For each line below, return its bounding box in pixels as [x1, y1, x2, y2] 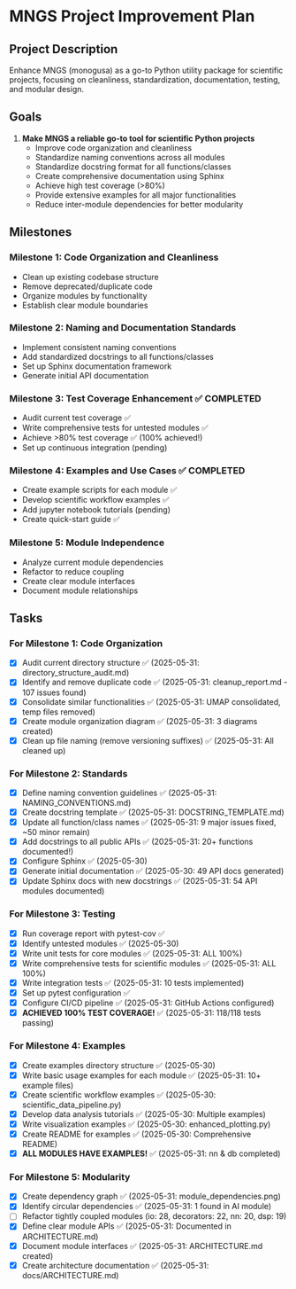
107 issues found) [21, 687, 87, 698]
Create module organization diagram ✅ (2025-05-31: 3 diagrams [21, 715, 258, 726]
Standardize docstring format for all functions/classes [34, 161, 231, 172]
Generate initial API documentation [21, 370, 149, 380]
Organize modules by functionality [21, 290, 148, 301]
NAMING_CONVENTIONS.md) [21, 798, 132, 809]
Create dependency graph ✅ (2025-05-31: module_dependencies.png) [21, 1191, 281, 1202]
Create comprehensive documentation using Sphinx [34, 170, 225, 181]
